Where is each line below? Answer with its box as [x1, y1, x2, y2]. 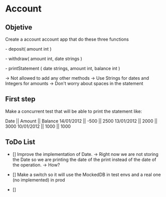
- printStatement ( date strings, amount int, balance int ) [5, 66, 120, 71]
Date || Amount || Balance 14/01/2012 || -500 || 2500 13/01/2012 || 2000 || [5, 118, 158, 124]
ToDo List [5, 138, 36, 146]
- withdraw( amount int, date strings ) [5, 56, 83, 62]
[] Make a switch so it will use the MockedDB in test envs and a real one [12, 171, 161, 177]
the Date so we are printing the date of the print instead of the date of [12, 156, 156, 162]
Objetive [5, 23, 33, 32]
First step [5, 95, 36, 103]
